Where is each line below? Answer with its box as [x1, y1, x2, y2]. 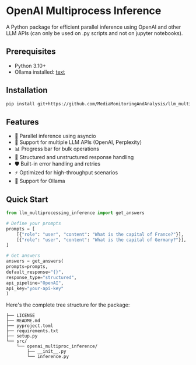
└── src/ [6, 338, 27, 345]
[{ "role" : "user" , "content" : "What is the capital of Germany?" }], [16, 237, 187, 243]
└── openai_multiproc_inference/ [16, 343, 98, 349]
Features [6, 117, 39, 127]
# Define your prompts [6, 221, 61, 226]
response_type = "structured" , [6, 274, 77, 280]
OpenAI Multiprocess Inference [6, 4, 162, 18]
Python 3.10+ [14, 62, 47, 69]
